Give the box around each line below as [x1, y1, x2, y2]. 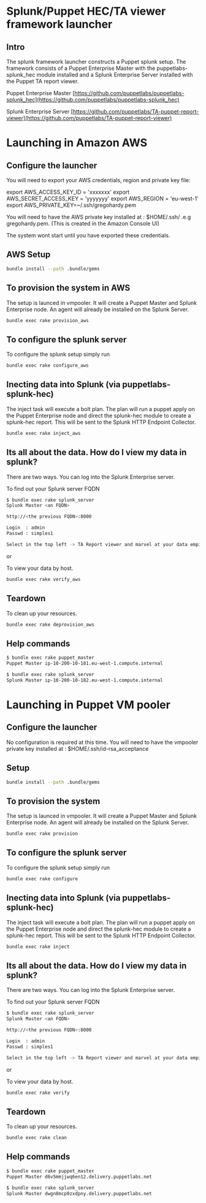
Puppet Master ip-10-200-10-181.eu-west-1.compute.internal [6, 661, 164, 667]
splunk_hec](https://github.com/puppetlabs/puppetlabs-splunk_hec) [6, 96, 180, 103]
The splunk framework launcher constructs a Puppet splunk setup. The [6, 58, 186, 65]
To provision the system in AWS [6, 283, 131, 293]
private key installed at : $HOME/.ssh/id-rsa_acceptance [6, 745, 149, 752]
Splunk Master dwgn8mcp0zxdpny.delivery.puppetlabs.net [6, 1190, 152, 1197]
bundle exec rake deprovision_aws [6, 621, 95, 628]
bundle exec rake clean [6, 1135, 67, 1141]
